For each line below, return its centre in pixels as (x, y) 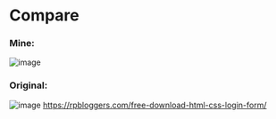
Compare (45, 16)
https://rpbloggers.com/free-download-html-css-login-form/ (155, 105)
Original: (29, 85)
